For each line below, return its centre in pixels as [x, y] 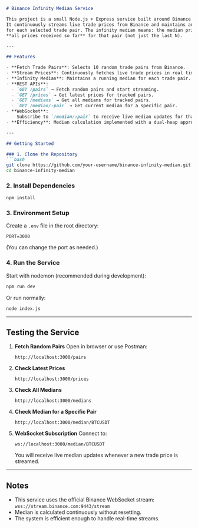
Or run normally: [26, 298]
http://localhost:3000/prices [52, 379]
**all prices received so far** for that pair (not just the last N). [95, 35]
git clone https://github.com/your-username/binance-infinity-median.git [99, 165]
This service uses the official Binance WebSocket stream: [85, 500]
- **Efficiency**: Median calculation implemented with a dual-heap [92, 122]
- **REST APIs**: [27, 84]
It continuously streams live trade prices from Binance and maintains [96, 24]
